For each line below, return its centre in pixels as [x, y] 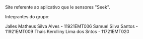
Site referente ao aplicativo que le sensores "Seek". [58, 7]
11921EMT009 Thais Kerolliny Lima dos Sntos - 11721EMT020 [67, 31]
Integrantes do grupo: [27, 17]
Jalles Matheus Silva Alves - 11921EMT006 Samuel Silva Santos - [71, 26]
